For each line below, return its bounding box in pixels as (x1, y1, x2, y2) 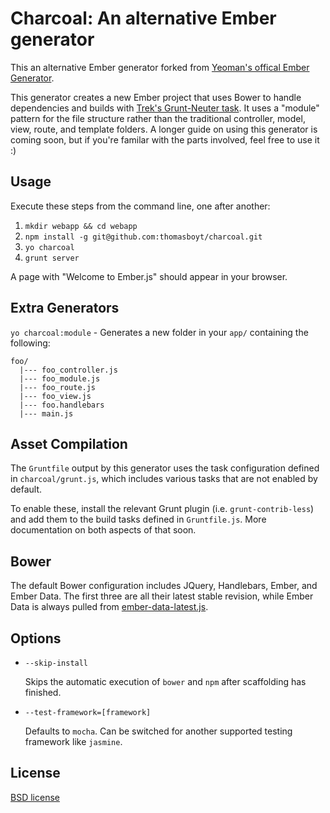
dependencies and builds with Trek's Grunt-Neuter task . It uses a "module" (10, 102, 320, 114)
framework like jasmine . (24, 736, 123, 747)
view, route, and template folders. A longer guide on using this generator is (10, 123, 318, 135)
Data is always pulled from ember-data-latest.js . (10, 601, 209, 613)
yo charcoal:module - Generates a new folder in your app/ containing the (10, 326, 309, 338)
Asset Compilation (10, 435, 128, 452)
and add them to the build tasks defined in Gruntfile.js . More (10, 513, 267, 526)
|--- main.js (19, 408, 74, 419)
